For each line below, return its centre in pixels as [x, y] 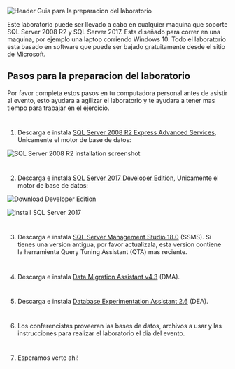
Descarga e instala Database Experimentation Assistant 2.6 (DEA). [113, 301]
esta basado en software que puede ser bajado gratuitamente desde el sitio [116, 47]
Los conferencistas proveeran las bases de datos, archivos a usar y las [120, 326]
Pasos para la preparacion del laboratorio [99, 76]
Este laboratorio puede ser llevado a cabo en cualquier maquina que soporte [117, 24]
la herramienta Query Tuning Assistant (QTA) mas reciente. [102, 252]
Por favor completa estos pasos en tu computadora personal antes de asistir [117, 93]
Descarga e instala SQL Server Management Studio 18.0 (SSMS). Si [114, 237]
